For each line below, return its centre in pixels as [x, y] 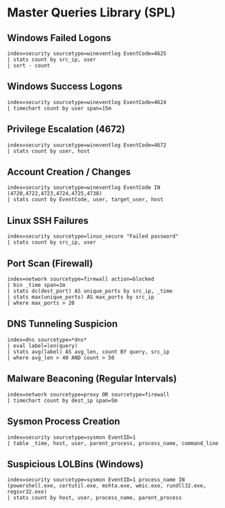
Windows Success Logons [65, 87]
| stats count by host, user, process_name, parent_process [95, 498]
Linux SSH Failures [48, 220]
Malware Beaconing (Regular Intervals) [92, 379]
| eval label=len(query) [42, 346]
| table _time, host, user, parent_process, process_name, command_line [113, 443]
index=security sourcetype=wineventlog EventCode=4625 [87, 53]
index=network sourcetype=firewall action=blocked [81, 279]
